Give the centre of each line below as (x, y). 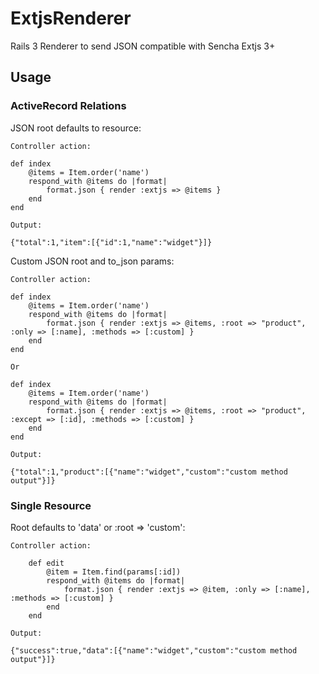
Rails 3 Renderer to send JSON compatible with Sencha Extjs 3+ (143, 46)
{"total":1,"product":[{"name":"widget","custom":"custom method (149, 472)
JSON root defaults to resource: (76, 128)
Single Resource (51, 505)
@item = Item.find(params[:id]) (114, 572)
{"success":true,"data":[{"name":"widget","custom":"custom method (154, 650)
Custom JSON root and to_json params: (92, 261)
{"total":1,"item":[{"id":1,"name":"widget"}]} (111, 242)
